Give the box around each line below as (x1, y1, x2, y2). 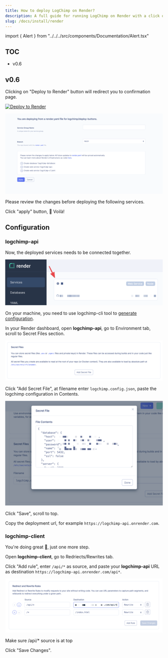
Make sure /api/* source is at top (5, 637, 73, 643)
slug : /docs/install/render (5, 19, 64, 24)
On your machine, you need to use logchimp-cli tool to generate (5, 310, 137, 316)
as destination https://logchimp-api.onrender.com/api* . (5, 569, 122, 575)
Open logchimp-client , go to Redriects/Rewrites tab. (5, 554, 114, 560)
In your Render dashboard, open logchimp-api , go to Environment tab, (5, 325, 151, 332)
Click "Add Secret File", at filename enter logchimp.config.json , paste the (5, 386, 156, 392)
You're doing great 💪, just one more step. (5, 544, 90, 550)
